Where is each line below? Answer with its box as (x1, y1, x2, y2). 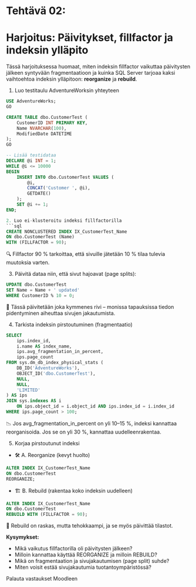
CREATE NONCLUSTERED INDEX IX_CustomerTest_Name (6, 228, 127, 235)
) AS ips (6, 392, 28, 398)
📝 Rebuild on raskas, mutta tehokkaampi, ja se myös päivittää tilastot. (6, 522, 173, 529)
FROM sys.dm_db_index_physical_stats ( (6, 360, 104, 366)
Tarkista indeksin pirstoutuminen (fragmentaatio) (14, 321, 133, 328)
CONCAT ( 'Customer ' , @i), (27, 185, 91, 191)
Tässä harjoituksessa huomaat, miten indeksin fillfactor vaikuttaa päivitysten (6, 63, 191, 70)
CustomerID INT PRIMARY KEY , (16, 119, 88, 126)
